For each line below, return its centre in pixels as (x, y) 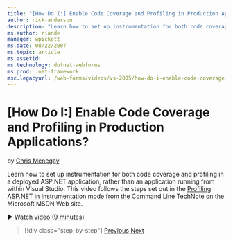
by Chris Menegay (34, 161)
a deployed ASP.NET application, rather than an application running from (111, 181)
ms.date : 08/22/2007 (37, 46)
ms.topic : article (34, 53)
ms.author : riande (34, 33)
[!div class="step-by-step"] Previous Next (84, 231)
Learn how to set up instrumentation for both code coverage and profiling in (115, 175)
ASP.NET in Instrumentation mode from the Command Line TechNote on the (116, 196)
